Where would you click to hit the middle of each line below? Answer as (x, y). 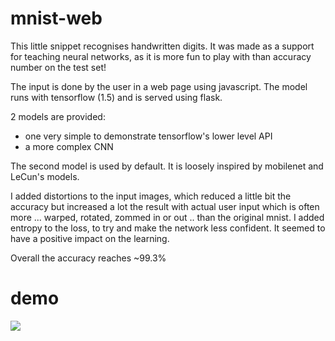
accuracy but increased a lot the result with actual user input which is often (165, 206)
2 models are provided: (58, 116)
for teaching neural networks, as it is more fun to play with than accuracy (161, 56)
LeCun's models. (45, 176)
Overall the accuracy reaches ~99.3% (88, 258)
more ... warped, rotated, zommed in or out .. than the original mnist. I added (167, 217)
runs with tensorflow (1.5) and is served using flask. (116, 97)
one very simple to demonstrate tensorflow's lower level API (148, 136)
